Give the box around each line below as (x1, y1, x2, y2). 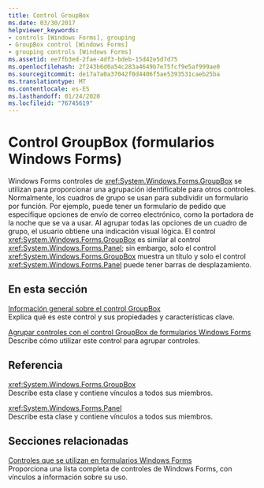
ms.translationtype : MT (8, 77, 87, 85)
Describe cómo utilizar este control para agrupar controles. (8, 336, 201, 345)
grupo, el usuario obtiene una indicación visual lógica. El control (8, 226, 216, 237)
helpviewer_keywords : (8, 26, 80, 34)
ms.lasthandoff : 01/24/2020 (8, 92, 101, 100)
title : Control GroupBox (8, 11, 90, 20)
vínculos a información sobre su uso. (8, 472, 128, 482)
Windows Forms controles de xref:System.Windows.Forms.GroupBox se (8, 177, 243, 186)
